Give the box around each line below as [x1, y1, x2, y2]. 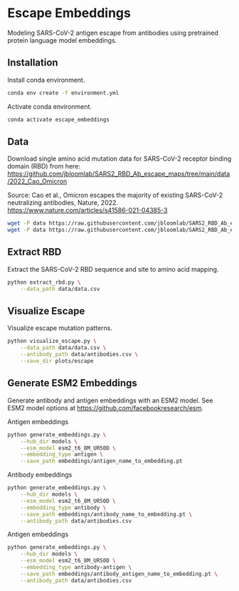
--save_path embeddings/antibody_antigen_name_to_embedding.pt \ [20, 570, 218, 577]
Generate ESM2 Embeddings [7, 377, 137, 389]
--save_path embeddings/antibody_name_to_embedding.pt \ [20, 511, 193, 518]
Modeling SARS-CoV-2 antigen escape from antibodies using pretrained [7, 28, 219, 37]
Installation [7, 57, 58, 69]
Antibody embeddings [7, 471, 73, 479]
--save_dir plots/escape [20, 358, 94, 365]
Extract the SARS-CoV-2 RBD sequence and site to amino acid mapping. [7, 265, 219, 273]
